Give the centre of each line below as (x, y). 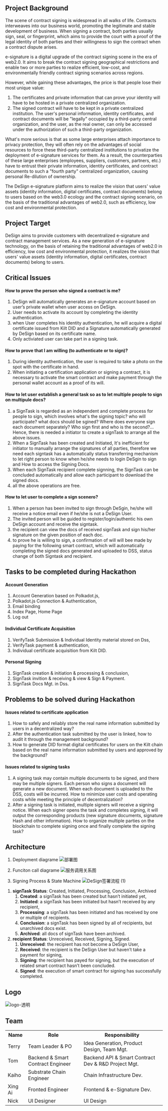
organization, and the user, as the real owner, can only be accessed (82, 124)
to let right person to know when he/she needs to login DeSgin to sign (84, 459)
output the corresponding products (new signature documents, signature (87, 815)
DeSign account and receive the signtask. (55, 524)
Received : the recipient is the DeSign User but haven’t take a (83, 949)
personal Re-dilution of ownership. (41, 176)
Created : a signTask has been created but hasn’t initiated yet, (83, 896)
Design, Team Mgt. (105, 1049)
